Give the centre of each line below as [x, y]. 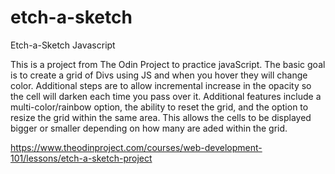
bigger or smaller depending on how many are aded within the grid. [149, 128]
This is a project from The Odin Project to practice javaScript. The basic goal [168, 64]
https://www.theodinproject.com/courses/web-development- [136, 147]
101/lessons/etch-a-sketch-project [81, 158]
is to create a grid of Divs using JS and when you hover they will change [159, 75]
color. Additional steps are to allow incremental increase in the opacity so [161, 85]
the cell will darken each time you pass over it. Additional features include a [166, 96]
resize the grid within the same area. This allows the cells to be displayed [161, 117]
